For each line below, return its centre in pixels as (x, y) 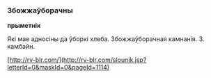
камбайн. (21, 47)
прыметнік (24, 26)
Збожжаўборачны (40, 10)
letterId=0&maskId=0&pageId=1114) (58, 68)
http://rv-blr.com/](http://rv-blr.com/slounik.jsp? (78, 60)
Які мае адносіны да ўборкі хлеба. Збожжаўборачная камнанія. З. (106, 39)
